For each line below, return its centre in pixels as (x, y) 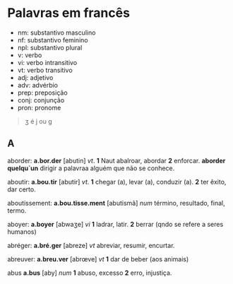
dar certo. (22, 189)
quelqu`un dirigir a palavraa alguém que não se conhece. (91, 168)
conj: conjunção (41, 100)
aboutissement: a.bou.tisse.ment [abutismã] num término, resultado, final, (116, 203)
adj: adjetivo (35, 77)
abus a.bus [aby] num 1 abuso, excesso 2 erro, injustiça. (90, 273)
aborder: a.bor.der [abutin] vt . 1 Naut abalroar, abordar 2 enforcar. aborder (116, 160)
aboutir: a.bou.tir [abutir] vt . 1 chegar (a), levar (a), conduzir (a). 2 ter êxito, (117, 182)
